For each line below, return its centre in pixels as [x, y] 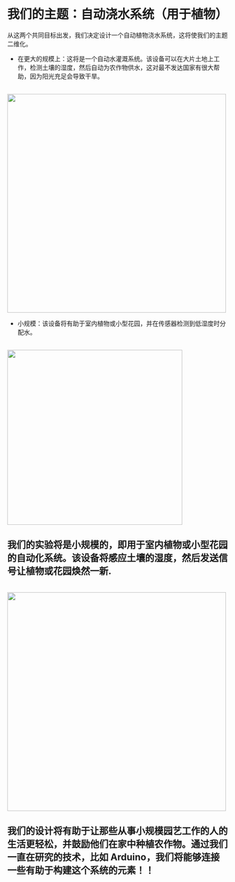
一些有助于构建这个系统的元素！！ [81, 870]
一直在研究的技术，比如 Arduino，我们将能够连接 [114, 857]
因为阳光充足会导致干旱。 [66, 76]
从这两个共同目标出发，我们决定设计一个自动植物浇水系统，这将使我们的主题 [117, 35]
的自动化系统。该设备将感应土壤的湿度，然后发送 [113, 558]
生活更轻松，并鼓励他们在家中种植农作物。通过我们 [117, 844]
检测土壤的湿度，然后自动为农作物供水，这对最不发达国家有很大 [122, 67]
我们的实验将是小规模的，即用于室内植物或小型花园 [117, 545]
